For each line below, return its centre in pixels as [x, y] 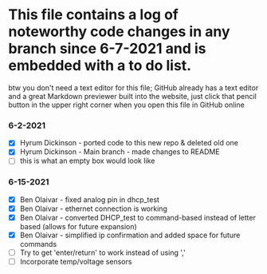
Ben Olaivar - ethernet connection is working [93, 208]
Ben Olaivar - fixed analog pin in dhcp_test [89, 199]
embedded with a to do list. [100, 66]
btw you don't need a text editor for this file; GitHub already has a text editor [133, 87]
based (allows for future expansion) [78, 226]
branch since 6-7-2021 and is [107, 49]
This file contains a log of [94, 15]
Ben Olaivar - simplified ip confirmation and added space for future [130, 235]
